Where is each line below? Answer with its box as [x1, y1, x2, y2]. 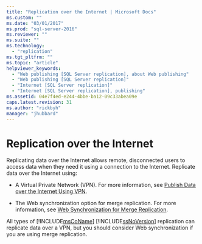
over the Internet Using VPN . [15, 188, 88, 195]
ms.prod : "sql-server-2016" [6, 25, 78, 32]
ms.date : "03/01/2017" [6, 20, 64, 26]
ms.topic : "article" [6, 59, 59, 66]
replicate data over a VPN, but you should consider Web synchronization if [6, 224, 193, 231]
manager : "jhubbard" [6, 110, 59, 117]
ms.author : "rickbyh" [6, 104, 61, 111]
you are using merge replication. [6, 231, 88, 238]
